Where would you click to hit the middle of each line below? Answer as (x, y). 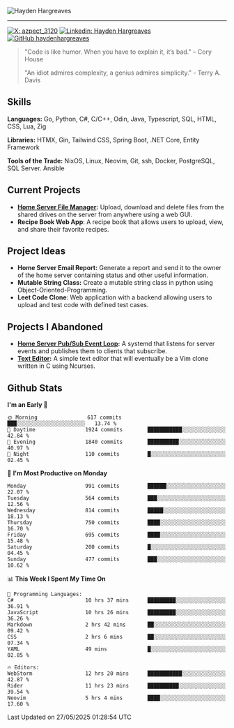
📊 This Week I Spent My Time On (56, 579)
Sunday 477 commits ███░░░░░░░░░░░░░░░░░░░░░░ (117, 559)
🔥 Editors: (23, 668)
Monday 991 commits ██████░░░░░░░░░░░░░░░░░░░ (117, 486)
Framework (23, 147)
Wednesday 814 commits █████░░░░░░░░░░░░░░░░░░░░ (117, 511)
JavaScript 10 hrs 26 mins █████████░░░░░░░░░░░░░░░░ (117, 613)
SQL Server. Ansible (36, 168)
